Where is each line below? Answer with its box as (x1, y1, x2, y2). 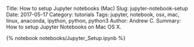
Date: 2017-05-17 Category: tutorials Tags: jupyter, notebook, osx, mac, (6, 11, 180, 18)
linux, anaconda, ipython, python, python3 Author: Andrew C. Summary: (6, 17, 182, 24)
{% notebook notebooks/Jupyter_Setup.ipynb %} (6, 35, 126, 41)
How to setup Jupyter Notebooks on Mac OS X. (6, 23, 122, 30)
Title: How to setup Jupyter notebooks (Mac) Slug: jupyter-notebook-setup (6, 5, 189, 12)
